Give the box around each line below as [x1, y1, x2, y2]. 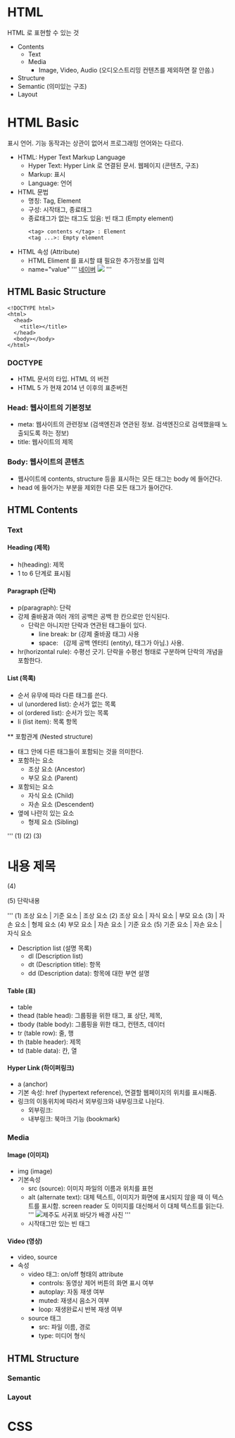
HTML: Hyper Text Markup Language [17, 153, 126, 161]
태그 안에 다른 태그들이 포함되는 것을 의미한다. [17, 747, 144, 755]
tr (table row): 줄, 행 [17, 1028, 74, 1037]
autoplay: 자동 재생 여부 [38, 1287, 105, 1296]
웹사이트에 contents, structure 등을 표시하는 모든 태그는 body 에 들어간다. [17, 474, 223, 483]
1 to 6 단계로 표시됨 [17, 569, 72, 578]
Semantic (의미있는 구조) [17, 82, 87, 90]
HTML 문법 [17, 187, 49, 196]
